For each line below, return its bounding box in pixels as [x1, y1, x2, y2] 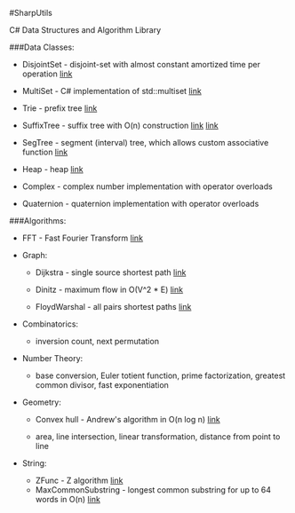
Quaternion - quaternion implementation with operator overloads [21, 199, 259, 209]
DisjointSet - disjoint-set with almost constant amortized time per [21, 59, 260, 69]
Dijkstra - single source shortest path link [35, 267, 187, 278]
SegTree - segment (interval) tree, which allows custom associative [21, 138, 269, 147]
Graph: [21, 250, 48, 260]
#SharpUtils [9, 8, 53, 18]
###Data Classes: [9, 42, 75, 52]
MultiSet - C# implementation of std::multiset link [21, 86, 202, 96]
